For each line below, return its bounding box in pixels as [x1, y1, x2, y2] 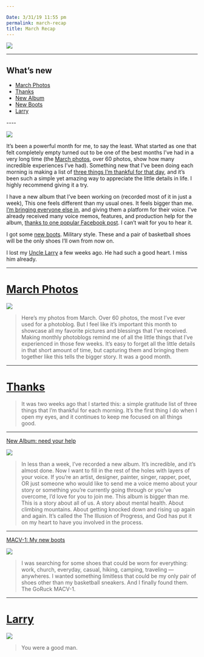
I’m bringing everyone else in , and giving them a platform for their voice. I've [6, 206, 197, 213]
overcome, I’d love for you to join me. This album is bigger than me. [21, 493, 189, 500]
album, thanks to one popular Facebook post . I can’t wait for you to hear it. [6, 219, 193, 226]
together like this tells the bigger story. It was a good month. [21, 353, 172, 360]
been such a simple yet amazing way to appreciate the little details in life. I [6, 175, 192, 182]
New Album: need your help [6, 437, 76, 445]
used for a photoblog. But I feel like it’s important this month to [21, 321, 177, 328]
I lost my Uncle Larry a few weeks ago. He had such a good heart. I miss [6, 249, 188, 257]
